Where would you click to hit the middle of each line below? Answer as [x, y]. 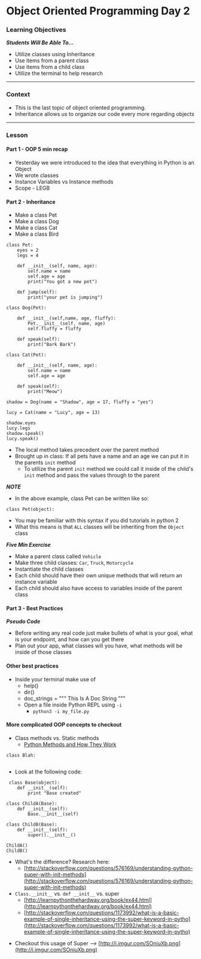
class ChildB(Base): [32, 824]
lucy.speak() [22, 439]
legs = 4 [28, 255]
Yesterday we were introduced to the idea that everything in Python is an [104, 162]
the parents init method [45, 462]
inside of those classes [43, 652]
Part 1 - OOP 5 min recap [37, 149]
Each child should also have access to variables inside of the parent [98, 588]
